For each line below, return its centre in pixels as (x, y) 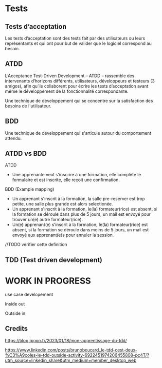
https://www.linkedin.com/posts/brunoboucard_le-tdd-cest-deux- (71, 350)
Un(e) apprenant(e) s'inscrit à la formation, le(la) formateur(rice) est (80, 225)
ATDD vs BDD (26, 153)
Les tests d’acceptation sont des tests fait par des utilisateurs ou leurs (75, 38)
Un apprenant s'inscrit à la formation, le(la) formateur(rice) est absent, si (85, 209)
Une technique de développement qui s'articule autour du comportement (78, 133)
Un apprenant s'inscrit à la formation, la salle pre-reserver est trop (78, 199)
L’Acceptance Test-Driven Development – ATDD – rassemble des (70, 76)
